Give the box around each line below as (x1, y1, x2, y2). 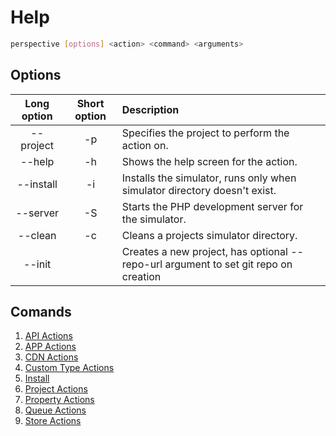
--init (23, 257, 52, 271)
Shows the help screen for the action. (121, 154, 298, 168)
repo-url (121, 257, 163, 271)
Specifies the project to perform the (121, 126, 290, 140)
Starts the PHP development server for (121, 199, 304, 213)
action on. (121, 138, 169, 152)
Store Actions (24, 415, 82, 427)
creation (121, 269, 162, 283)
